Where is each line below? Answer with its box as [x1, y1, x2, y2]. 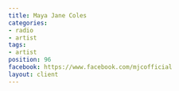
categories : [8, 19, 48, 27]
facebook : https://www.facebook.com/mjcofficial [8, 63, 173, 71]
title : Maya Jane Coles [8, 11, 88, 20]
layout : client [8, 70, 59, 78]
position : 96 [8, 56, 52, 64]
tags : [8, 41, 26, 49]
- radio [8, 26, 34, 34]
